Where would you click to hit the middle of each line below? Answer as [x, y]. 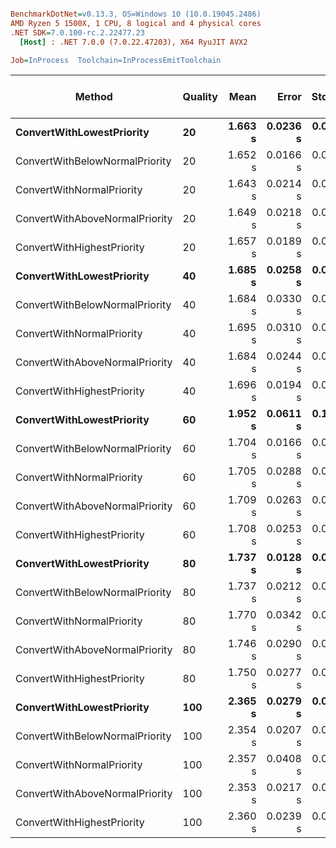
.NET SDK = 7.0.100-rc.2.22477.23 [77, 32]
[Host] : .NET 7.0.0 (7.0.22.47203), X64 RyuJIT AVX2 [133, 42]
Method [93, 97]
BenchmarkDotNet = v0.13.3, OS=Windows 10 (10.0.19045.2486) [136, 14]
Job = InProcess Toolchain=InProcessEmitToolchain [116, 60]
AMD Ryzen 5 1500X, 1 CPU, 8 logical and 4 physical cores [136, 23]
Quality [200, 97]
